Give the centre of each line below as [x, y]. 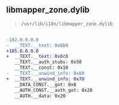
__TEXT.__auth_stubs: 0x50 [48, 62]
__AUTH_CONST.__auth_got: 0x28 [53, 90]
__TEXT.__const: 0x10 [41, 68]
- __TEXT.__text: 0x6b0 [37, 45]
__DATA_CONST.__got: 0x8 [45, 84]
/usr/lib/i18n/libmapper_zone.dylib [67, 24]
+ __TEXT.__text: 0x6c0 [37, 57]
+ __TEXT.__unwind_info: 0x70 [45, 79]
